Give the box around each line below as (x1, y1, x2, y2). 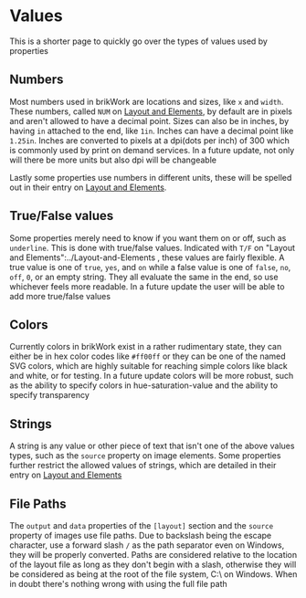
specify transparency (9, 390, 90, 401)
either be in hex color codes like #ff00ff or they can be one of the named (9, 351, 286, 362)
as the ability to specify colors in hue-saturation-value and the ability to (9, 380, 279, 391)
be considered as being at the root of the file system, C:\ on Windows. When (9, 569, 298, 580)
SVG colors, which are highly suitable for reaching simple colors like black (9, 361, 288, 372)
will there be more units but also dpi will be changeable (9, 154, 217, 165)
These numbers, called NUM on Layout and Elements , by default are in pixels (9, 106, 292, 117)
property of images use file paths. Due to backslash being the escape (9, 530, 272, 540)
